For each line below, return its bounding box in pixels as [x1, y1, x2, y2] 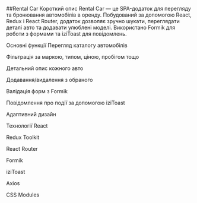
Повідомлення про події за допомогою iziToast [6, 99, 126, 106]
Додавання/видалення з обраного [6, 77, 93, 83]
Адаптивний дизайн [6, 111, 56, 118]
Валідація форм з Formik [6, 88, 68, 94]
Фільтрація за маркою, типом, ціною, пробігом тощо [6, 53, 139, 60]
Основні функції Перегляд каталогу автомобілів [6, 42, 128, 49]
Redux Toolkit [6, 134, 40, 141]
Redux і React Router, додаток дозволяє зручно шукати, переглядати [6, 18, 180, 24]
